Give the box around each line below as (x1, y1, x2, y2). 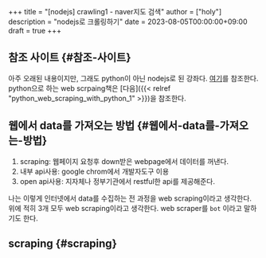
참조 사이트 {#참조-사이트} (8, 51, 131, 64)
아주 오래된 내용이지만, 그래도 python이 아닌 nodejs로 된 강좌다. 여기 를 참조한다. (8, 73, 259, 83)
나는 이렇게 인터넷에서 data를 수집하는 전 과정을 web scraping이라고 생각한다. (8, 193, 252, 203)
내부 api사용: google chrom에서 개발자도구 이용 (19, 166, 170, 176)
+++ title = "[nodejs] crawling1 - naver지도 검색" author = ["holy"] (8, 7, 221, 16)
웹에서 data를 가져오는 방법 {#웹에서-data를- (8, 119, 221, 133)
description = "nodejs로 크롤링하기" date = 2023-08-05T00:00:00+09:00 (8, 17, 248, 26)
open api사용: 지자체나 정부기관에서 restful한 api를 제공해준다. (19, 176, 215, 186)
